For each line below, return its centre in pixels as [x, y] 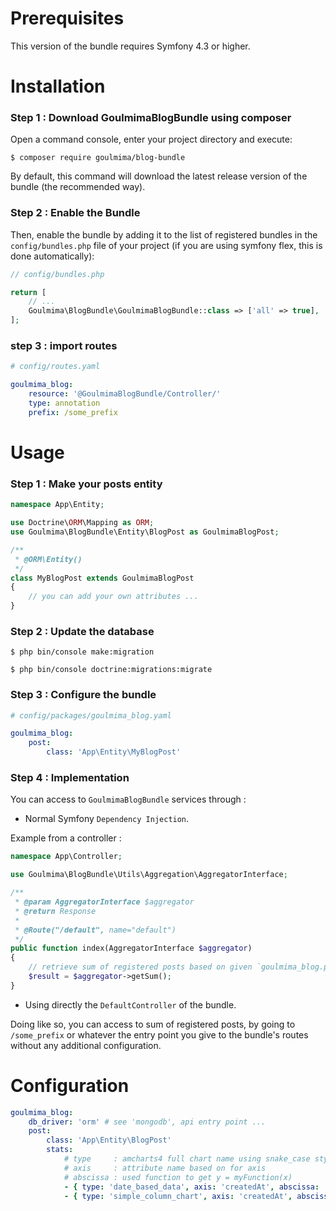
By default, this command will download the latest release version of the [159, 176]
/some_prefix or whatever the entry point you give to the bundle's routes [159, 1034]
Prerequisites [67, 18]
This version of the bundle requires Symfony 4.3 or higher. [130, 46]
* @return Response [55, 911]
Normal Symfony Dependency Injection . [107, 819]
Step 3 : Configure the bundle [83, 695]
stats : [60, 1150]
